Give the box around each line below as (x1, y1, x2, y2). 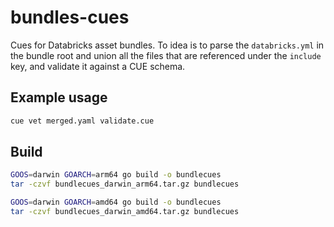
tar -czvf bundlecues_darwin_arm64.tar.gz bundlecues (10, 179, 240, 190)
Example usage (10, 89, 108, 106)
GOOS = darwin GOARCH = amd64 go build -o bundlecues (10, 197, 222, 208)
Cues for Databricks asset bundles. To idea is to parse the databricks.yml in (10, 39, 325, 51)
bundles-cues (10, 6, 130, 29)
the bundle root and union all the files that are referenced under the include (10, 49, 322, 61)
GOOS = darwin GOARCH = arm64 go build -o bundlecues (10, 170, 222, 180)
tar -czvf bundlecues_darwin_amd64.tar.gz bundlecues (10, 207, 240, 217)
